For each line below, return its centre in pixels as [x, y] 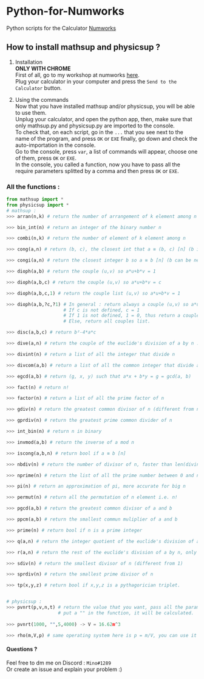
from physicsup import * [38, 205]
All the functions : [33, 187]
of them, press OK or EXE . [46, 158]
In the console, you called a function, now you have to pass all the [97, 164]
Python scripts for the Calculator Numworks [61, 28]
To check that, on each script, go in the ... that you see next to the [99, 132]
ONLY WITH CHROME [43, 68]
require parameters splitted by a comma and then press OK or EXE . [97, 171]
